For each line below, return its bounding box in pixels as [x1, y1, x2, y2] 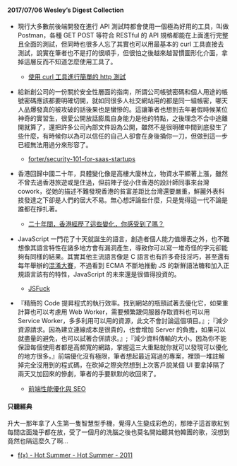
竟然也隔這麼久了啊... [7, 437, 69, 445]
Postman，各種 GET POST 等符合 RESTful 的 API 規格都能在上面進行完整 [17, 31, 229, 40]
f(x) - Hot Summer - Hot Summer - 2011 [17, 451, 133, 460]
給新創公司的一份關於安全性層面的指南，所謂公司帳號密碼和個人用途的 [17, 88, 222, 96]
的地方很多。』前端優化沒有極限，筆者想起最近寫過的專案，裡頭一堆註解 [17, 352, 225, 361]
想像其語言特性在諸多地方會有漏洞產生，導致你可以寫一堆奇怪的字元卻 [17, 244, 222, 252]
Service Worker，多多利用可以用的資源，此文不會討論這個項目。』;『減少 [17, 317, 229, 325]
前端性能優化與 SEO [28, 385, 86, 393]
